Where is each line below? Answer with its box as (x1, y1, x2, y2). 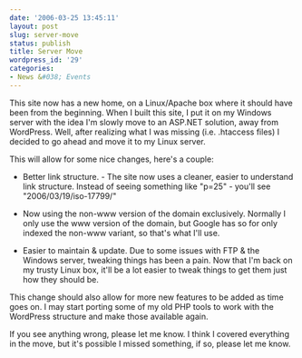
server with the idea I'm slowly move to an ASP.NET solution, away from (9, 116, 279, 127)
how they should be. (22, 273, 100, 284)
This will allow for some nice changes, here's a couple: (9, 154, 215, 164)
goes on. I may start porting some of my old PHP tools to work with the (9, 301, 274, 312)
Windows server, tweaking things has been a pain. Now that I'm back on (22, 254, 293, 265)
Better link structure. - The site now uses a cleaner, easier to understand (22, 171, 294, 182)
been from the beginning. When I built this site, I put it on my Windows (9, 106, 272, 118)
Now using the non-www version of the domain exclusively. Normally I (22, 208, 286, 219)
